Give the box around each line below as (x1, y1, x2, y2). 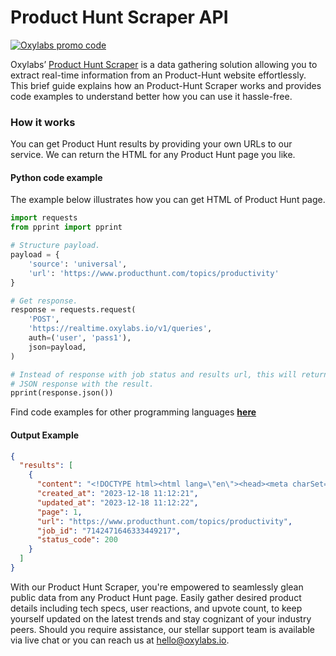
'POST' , (28, 314, 60, 325)
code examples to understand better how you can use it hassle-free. (10, 90, 293, 102)
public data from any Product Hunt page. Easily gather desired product (10, 591, 302, 603)
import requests (10, 213, 78, 223)
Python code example (10, 171, 103, 183)
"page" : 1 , (36, 507, 83, 517)
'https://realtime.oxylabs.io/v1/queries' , (28, 324, 213, 334)
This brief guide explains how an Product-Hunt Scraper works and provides (10, 79, 322, 91)
